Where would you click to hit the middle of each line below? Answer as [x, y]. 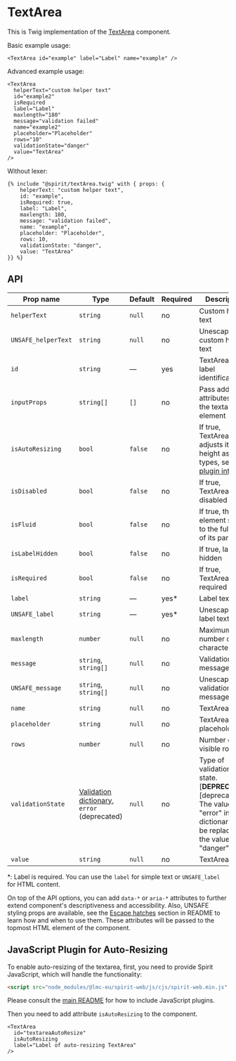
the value [214, 839]
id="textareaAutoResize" [50, 1033]
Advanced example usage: [46, 71]
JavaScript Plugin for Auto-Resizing [88, 950]
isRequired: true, [47, 202]
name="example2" [37, 127]
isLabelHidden [34, 553]
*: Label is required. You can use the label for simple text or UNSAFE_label [114, 877]
